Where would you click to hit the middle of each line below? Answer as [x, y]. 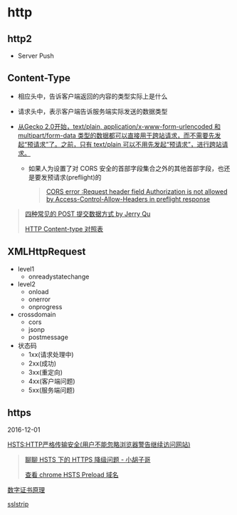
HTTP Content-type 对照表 [64, 229]
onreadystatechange [59, 276]
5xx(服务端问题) [52, 390]
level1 [26, 269]
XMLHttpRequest [47, 252]
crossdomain [37, 314]
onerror [39, 299]
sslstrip [18, 504]
